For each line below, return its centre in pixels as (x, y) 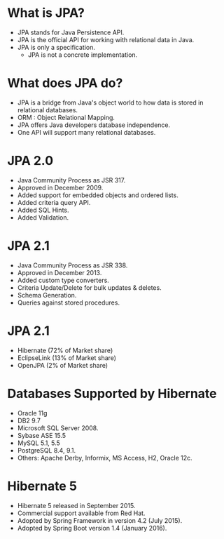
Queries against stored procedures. (69, 302)
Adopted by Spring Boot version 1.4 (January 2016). (92, 528)
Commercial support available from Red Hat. (81, 513)
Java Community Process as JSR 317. (71, 180)
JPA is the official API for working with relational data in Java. (106, 39)
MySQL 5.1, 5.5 (39, 443)
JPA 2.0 (30, 161)
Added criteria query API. (54, 202)
